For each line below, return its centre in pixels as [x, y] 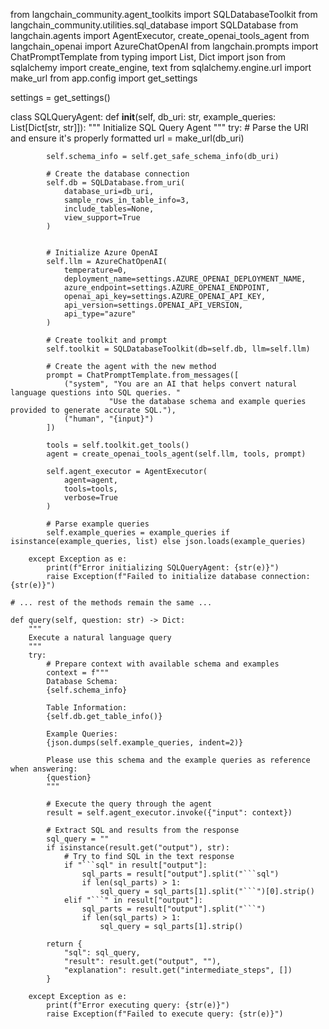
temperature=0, [95, 270]
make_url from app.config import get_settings [104, 78]
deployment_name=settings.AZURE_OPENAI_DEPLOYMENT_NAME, [185, 279]
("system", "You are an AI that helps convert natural [180, 384]
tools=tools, [90, 489]
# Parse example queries [98, 524]
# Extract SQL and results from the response [143, 830]
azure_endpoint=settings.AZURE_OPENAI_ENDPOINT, [167, 288]
